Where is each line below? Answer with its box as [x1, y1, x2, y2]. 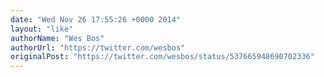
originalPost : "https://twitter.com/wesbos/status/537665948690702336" [10, 52, 315, 62]
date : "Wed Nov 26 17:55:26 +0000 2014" [10, 14, 182, 25]
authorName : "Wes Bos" [10, 33, 105, 43]
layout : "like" [10, 24, 74, 34]
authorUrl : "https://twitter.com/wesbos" [10, 42, 186, 53]
